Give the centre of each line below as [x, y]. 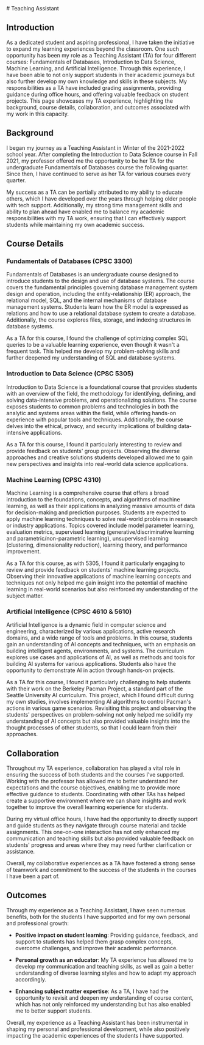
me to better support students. [54, 1011]
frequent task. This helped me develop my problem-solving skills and [93, 351]
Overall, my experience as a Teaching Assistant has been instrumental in [97, 1022]
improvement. [24, 551]
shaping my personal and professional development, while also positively [98, 1029]
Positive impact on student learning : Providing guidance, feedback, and [106, 935]
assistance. [21, 852]
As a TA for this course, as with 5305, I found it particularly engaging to [96, 563]
